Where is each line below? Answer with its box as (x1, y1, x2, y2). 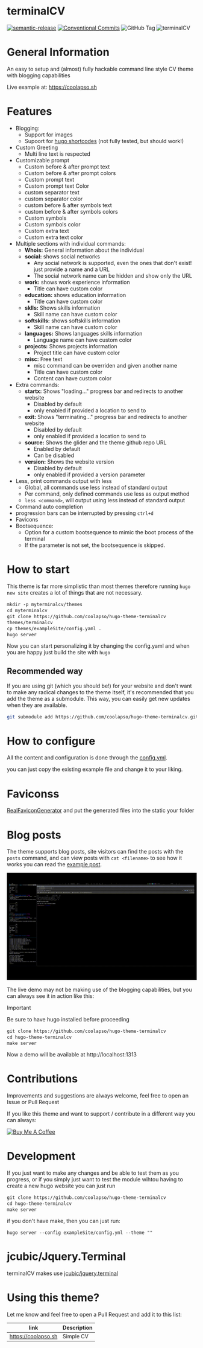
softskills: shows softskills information (24, 317, 121, 324)
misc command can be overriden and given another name (33, 362, 177, 369)
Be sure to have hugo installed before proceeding (7, 1015, 130, 1023)
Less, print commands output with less (15, 477, 112, 484)
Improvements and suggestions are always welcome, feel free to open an (7, 1091, 189, 1099)
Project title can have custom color (33, 349, 120, 356)
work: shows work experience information (24, 278, 130, 286)
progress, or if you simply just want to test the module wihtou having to (7, 1175, 183, 1183)
